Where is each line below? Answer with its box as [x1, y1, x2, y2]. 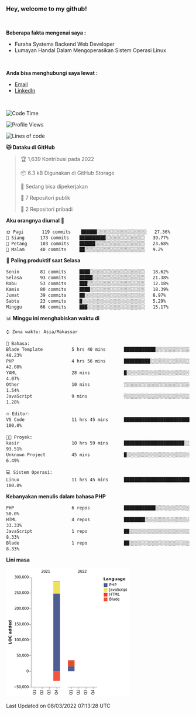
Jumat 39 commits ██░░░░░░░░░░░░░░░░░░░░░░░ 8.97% [6, 292, 166, 299]
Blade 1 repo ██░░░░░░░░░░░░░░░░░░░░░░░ [6, 540, 190, 546]
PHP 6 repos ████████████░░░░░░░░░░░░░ [6, 505, 190, 511]
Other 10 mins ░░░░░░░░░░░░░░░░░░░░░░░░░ [6, 382, 190, 388]
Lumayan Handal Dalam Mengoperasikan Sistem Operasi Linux [14, 47, 167, 54]
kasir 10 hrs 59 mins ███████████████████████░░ [6, 440, 190, 446]
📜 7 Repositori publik [20, 194, 70, 201]
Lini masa [6, 556, 30, 563]
